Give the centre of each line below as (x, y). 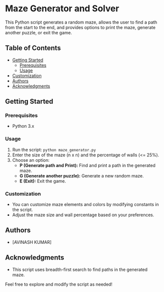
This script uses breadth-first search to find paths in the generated (80, 269)
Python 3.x (23, 126)
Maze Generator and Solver (62, 9)
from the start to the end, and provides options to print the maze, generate (80, 27)
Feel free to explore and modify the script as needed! (59, 284)
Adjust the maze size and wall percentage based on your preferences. (83, 215)
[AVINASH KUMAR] (32, 242)
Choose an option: (31, 160)
